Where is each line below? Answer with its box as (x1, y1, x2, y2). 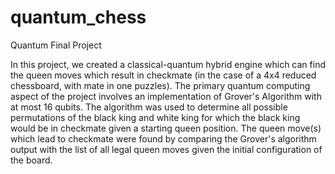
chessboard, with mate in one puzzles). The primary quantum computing (10, 79, 311, 91)
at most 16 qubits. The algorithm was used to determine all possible (10, 101, 288, 113)
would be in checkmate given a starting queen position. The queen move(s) (10, 122, 322, 134)
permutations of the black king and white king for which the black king (10, 111, 301, 123)
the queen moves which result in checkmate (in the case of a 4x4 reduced (10, 69, 317, 81)
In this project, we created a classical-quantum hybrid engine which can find (10, 58, 326, 70)
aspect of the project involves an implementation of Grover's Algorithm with (10, 90, 322, 102)
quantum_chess (10, 6, 147, 29)
